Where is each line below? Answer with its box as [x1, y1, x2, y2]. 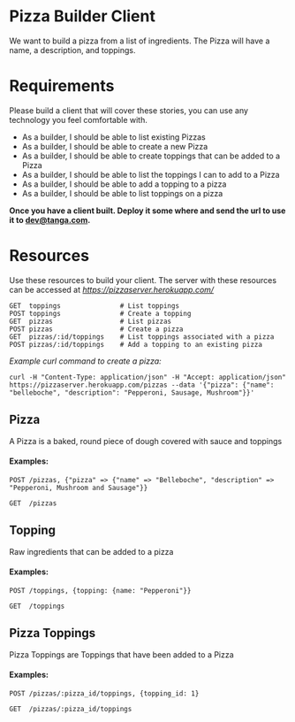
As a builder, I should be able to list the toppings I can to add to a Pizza [21, 169, 280, 180]
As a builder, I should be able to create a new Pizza [21, 141, 208, 151]
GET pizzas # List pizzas [9, 317, 172, 326]
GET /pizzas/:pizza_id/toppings [9, 704, 132, 713]
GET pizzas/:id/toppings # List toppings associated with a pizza [9, 332, 275, 342]
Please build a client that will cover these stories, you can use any [9, 104, 249, 116]
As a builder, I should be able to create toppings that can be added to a [21, 150, 281, 161]
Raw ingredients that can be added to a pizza [9, 546, 174, 557]
